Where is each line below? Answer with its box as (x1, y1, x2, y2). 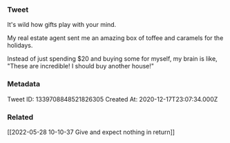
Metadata (7, 79, 40, 89)
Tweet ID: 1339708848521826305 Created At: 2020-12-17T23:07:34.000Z (7, 95, 218, 103)
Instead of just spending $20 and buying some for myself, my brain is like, (7, 55, 218, 63)
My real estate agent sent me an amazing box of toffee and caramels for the (7, 34, 224, 42)
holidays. (7, 41, 33, 50)
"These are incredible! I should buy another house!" (7, 62, 154, 70)
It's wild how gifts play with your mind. (7, 21, 117, 29)
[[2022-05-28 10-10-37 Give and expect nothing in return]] (7, 128, 175, 136)
